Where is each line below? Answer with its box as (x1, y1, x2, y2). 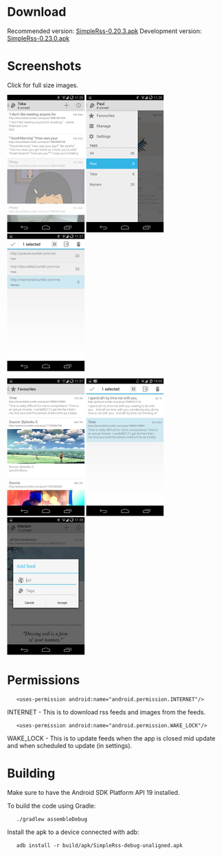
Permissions (7, 672, 80, 688)
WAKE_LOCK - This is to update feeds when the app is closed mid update (7, 734, 216, 743)
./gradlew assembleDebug (16, 815, 88, 822)
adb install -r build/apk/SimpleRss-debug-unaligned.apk (16, 842, 184, 849)
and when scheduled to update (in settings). (7, 741, 133, 749)
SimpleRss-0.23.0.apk (7, 34, 70, 42)
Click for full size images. (7, 80, 79, 89)
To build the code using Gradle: (7, 802, 96, 810)
